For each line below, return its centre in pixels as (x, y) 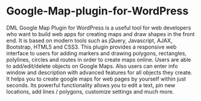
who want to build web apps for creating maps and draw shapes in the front (101, 34)
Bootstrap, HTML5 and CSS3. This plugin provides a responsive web (91, 47)
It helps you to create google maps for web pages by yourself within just (96, 79)
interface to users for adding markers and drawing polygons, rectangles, (97, 53)
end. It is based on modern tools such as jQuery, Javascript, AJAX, (90, 40)
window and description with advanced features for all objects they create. (99, 72)
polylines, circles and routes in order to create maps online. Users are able (99, 60)
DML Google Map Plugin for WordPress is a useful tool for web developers (99, 28)
